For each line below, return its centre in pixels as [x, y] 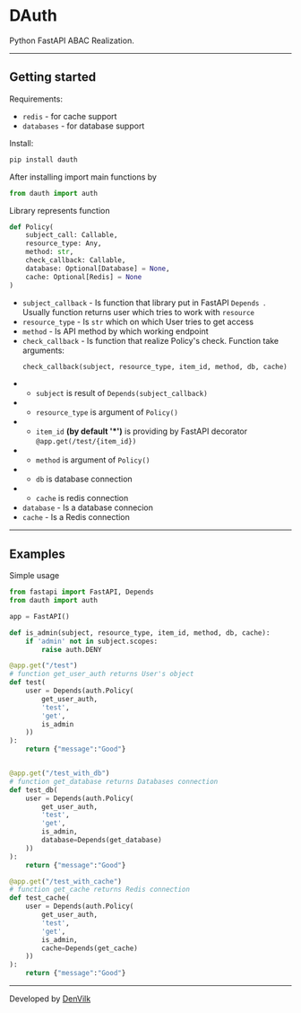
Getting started [53, 77]
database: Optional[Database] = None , [98, 269]
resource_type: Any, [64, 243]
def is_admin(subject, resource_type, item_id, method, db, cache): [140, 633]
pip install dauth [43, 159]
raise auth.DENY [72, 649]
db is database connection [84, 479]
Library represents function [60, 210]
